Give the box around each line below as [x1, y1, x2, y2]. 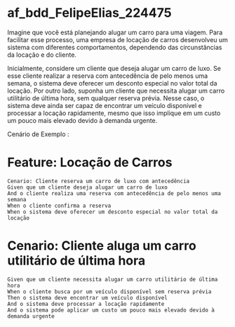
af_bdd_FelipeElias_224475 [7, 5, 172, 21]
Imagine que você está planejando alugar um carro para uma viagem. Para [7, 28, 223, 36]
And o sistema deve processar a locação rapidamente [7, 300, 165, 307]
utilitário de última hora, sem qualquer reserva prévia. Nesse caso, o [7, 93, 205, 102]
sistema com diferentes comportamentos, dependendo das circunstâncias [7, 43, 222, 51]
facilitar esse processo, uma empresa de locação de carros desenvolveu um [7, 35, 228, 44]
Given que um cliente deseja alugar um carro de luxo [7, 184, 168, 191]
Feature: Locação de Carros [7, 154, 173, 171]
